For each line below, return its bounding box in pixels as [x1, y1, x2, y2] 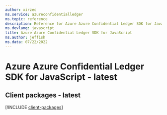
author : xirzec [5, 7, 37, 12]
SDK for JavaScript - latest [5, 71, 118, 82]
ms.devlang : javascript [5, 26, 55, 31]
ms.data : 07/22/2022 [5, 40, 48, 45]
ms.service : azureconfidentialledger [5, 12, 83, 17]
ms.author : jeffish [5, 35, 46, 40]
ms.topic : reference [5, 16, 48, 21]
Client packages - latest [5, 91, 81, 100]
